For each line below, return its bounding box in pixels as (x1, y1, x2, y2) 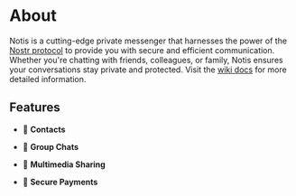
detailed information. (9, 73, 87, 84)
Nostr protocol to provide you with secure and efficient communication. (9, 44, 275, 55)
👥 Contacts (22, 124, 66, 135)
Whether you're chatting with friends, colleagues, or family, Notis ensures (9, 54, 283, 65)
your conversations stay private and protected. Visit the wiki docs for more (9, 64, 287, 75)
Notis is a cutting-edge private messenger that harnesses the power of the (9, 35, 287, 46)
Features (9, 100, 60, 116)
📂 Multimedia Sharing (22, 159, 106, 170)
